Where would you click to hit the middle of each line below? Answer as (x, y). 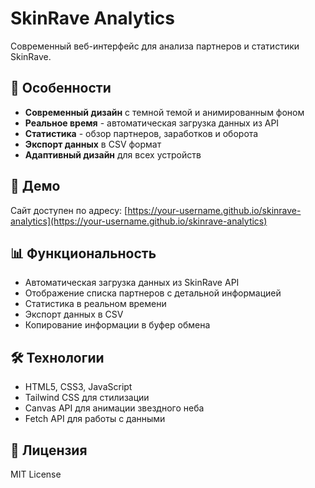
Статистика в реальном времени (95, 304)
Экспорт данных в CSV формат (93, 144)
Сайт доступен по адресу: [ (69, 210)
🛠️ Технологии (57, 357)
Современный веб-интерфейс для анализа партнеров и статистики (155, 46)
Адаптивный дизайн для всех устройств (113, 154)
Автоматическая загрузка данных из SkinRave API (132, 283)
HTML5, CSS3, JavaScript (78, 387)
